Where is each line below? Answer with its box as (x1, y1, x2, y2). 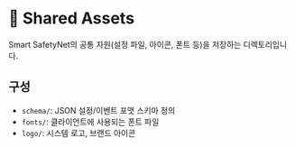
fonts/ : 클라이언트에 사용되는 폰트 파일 (21, 116, 160, 127)
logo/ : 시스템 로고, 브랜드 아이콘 (21, 127, 136, 138)
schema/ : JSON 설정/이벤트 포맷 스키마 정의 (21, 105, 176, 115)
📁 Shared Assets (8, 8, 135, 29)
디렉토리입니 (243, 39, 288, 50)
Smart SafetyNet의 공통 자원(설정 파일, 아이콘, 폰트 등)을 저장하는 (8, 39, 242, 50)
